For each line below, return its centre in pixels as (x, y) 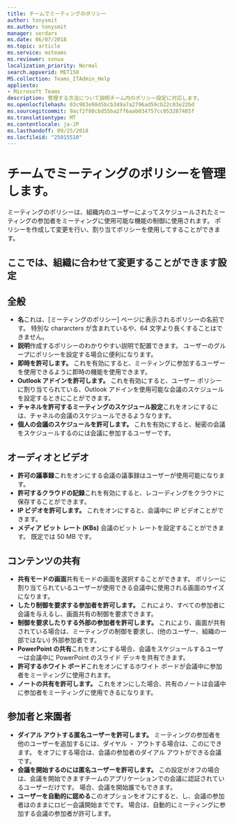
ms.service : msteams (37, 53)
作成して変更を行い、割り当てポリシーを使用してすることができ (123, 230)
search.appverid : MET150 (43, 72)
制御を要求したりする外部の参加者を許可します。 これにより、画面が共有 (122, 623)
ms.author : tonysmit (37, 27)
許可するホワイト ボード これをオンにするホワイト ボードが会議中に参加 (120, 666)
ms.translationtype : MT (42, 117)
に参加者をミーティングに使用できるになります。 (87, 693)
